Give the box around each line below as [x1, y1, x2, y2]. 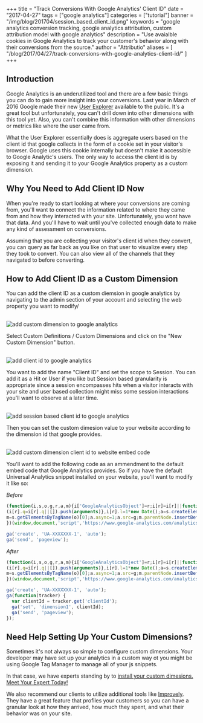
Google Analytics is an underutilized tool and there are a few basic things [6, 90, 188, 97]
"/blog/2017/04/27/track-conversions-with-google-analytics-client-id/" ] [6, 50, 187, 57]
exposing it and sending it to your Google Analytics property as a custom [6, 160, 188, 167]
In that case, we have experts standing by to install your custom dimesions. [6, 672, 193, 679]
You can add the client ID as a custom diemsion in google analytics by [6, 290, 181, 297]
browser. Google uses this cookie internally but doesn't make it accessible [6, 146, 192, 154]
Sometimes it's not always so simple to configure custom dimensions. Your [6, 648, 193, 655]
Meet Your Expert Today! [6, 679, 68, 686]
